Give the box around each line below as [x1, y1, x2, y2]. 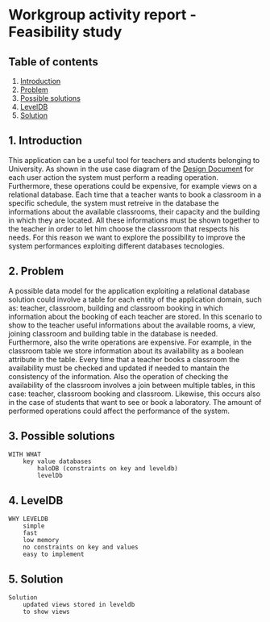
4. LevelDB [8, 494, 64, 507]
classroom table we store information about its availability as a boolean [8, 345, 244, 356]
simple [23, 522, 45, 530]
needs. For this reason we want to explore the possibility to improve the [8, 232, 246, 242]
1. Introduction [8, 134, 82, 148]
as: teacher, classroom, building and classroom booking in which [8, 303, 224, 312]
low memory [23, 536, 60, 545]
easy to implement [23, 550, 85, 558]
